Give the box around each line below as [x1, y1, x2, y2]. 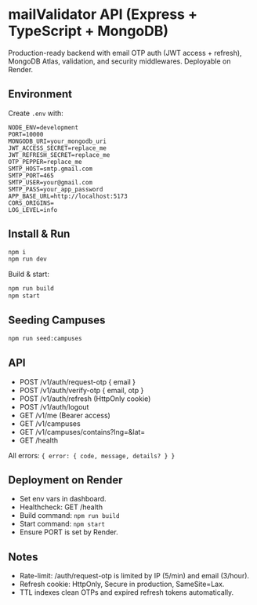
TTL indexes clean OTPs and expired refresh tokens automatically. [19, 588, 234, 597]
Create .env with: [8, 108, 64, 118]
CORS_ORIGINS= [8, 199, 55, 207]
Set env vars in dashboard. [19, 494, 107, 504]
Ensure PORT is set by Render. [19, 527, 119, 537]
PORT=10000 [8, 130, 44, 138]
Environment [8, 88, 73, 101]
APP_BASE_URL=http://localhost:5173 [8, 192, 128, 200]
